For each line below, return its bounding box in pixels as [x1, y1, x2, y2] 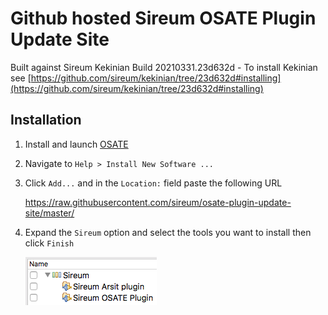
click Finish [24, 237, 75, 249]
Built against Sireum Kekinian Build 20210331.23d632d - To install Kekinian [10, 61, 318, 73]
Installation [10, 112, 82, 129]
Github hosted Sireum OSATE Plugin [10, 7, 317, 30]
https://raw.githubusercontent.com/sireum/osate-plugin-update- [24, 196, 292, 208]
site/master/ [24, 207, 75, 219]
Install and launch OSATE [24, 138, 129, 150]
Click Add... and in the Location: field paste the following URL [24, 177, 283, 189]
